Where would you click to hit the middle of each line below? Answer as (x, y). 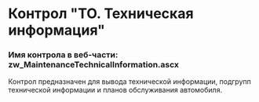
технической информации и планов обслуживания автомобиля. (115, 90)
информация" (57, 30)
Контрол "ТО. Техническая (101, 14)
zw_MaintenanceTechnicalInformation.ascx (93, 65)
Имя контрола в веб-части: (63, 55)
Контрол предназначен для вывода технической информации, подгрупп (129, 82)
